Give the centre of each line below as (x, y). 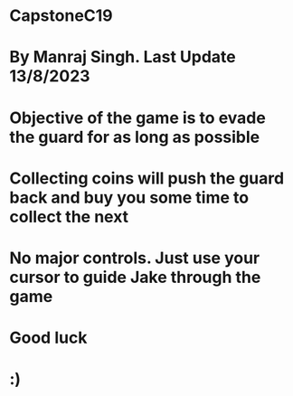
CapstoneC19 (61, 16)
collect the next (69, 217)
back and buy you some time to (129, 198)
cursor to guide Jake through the (135, 277)
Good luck (48, 338)
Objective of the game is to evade (138, 118)
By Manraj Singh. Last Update (123, 57)
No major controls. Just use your (135, 258)
